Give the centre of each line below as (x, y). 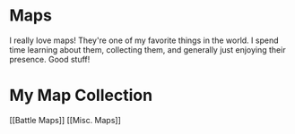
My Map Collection (81, 96)
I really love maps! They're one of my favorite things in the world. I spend (144, 40)
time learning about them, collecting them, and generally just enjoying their (147, 49)
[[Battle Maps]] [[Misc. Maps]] (65, 120)
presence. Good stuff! (50, 59)
